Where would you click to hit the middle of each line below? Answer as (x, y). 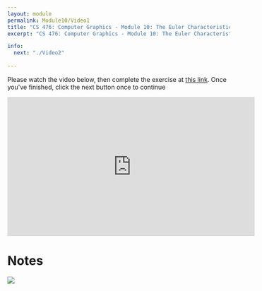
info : (15, 47)
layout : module (30, 14)
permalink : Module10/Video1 (49, 20)
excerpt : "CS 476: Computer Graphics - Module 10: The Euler (99, 34)
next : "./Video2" (39, 53)
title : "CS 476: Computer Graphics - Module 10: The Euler (96, 27)
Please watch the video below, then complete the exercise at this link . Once (117, 79)
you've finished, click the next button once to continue (87, 87)
